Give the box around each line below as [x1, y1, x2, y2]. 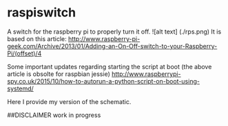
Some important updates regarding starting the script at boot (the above [7, 62, 212, 71]
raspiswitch [7, 5, 76, 21]
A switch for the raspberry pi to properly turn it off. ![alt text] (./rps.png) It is [7, 27, 222, 36]
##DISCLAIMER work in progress [7, 111, 101, 119]
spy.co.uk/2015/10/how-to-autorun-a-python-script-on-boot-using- [7, 77, 200, 85]
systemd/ [7, 84, 34, 92]
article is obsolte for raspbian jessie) [7, 70, 110, 78]
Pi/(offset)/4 [7, 49, 42, 58]
